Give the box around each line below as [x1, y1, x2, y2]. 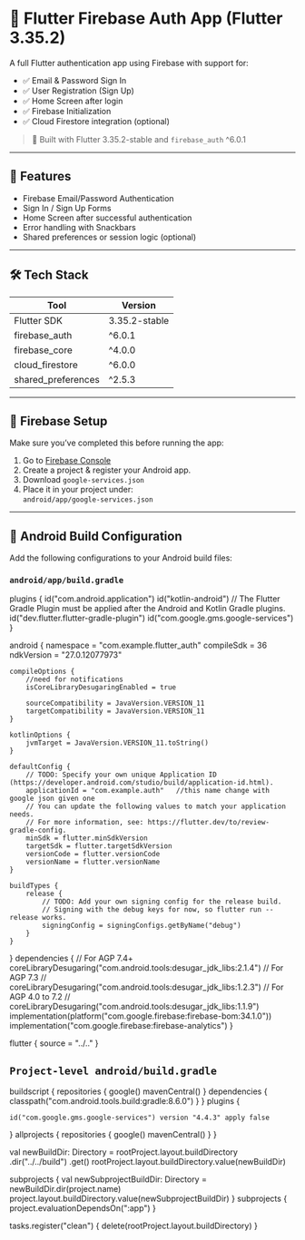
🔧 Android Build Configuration [9, 528, 182, 543]
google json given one [9, 794, 95, 804]
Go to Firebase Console [22, 455, 112, 466]
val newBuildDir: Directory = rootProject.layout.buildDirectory [9, 1147, 239, 1157]
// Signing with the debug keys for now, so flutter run [42, 905, 261, 914]
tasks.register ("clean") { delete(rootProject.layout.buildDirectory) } [9, 1220, 259, 1232]
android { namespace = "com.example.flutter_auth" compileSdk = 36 [9, 640, 268, 651]
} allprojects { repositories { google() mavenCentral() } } [9, 1129, 218, 1140]
